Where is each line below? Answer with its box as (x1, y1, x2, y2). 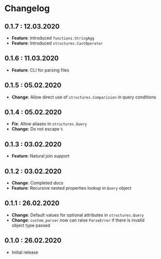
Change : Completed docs (11, 180, 64, 186)
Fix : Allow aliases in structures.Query (11, 121, 87, 127)
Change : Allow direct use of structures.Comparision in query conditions (11, 94, 156, 100)
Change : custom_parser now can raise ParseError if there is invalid (11, 217, 145, 223)
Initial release (11, 249, 38, 255)
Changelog (4, 3, 50, 14)
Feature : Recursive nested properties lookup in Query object (11, 185, 132, 191)
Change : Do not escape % (11, 126, 63, 132)
